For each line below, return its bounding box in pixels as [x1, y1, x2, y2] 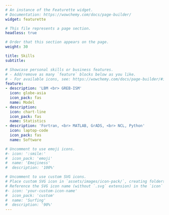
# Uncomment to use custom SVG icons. [5, 174, 87, 179]
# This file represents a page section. [5, 26, 92, 31]
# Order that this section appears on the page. [5, 40, 109, 45]
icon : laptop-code [10, 128, 49, 133]
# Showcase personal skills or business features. [5, 67, 114, 72]
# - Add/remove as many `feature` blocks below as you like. [5, 71, 136, 77]
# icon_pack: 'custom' [5, 193, 55, 198]
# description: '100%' [5, 165, 55, 170]
